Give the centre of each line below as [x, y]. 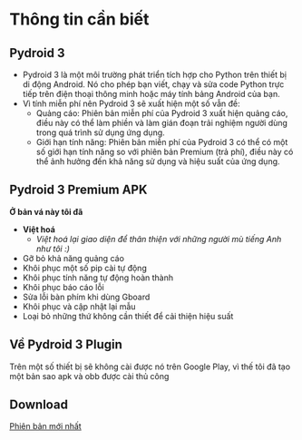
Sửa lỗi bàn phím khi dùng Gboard [86, 297]
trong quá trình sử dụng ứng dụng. [100, 132]
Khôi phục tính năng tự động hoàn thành [98, 278]
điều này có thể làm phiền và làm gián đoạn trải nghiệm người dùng [162, 123]
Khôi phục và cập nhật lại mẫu [79, 306]
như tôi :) [53, 249]
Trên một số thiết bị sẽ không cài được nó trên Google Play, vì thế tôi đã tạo [150, 367]
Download [39, 405]
